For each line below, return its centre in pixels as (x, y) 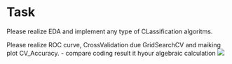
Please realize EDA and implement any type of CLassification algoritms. (110, 31)
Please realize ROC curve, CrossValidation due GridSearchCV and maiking (114, 45)
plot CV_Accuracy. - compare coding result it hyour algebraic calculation (111, 53)
